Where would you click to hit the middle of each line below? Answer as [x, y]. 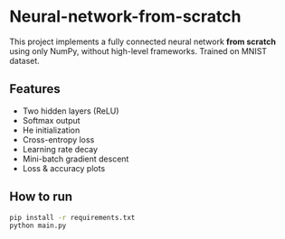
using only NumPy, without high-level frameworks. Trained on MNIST [138, 51]
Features [35, 89]
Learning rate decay [60, 149]
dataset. [25, 60]
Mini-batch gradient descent [76, 159]
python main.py [38, 226]
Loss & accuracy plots [64, 168]
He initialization [51, 130]
